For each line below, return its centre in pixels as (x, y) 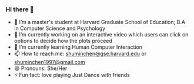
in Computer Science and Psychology (60, 28)
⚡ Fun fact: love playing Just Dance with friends (72, 75)
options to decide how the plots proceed (63, 41)
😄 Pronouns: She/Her (41, 68)
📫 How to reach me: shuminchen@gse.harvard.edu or (80, 54)
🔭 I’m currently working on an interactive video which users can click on (101, 35)
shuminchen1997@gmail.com (50, 62)
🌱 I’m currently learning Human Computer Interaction (78, 47)
